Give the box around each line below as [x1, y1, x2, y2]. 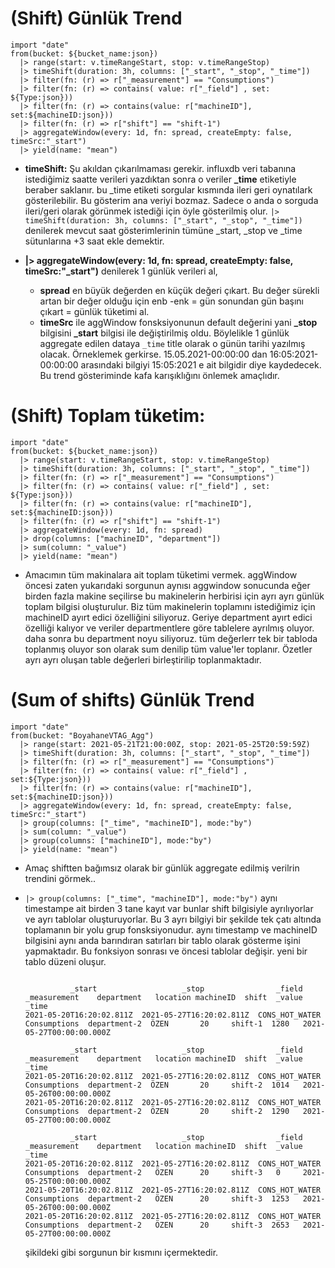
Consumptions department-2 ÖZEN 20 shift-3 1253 [24, 1193, 290, 1204]
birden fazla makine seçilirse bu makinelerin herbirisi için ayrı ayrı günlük [24, 590, 325, 602]
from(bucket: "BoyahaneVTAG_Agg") [10, 730, 155, 741]
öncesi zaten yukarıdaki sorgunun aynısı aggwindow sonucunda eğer [24, 579, 311, 591]
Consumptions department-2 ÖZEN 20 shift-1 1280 [24, 1018, 290, 1029]
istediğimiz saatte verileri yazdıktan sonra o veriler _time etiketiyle [24, 173, 297, 185]
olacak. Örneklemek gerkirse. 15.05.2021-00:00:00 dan [39, 348, 268, 360]
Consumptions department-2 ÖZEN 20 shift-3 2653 [24, 1220, 290, 1230]
